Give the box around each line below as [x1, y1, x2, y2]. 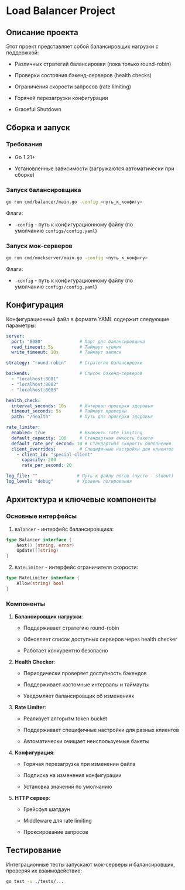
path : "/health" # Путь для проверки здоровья [11, 414, 153, 420]
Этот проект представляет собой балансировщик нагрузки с [6, 43, 159, 50]
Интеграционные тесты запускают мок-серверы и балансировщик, [6, 861, 176, 868]
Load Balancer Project [6, 4, 116, 18]
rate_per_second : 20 [21, 462, 72, 469]
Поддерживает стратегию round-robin [23, 624, 119, 631]
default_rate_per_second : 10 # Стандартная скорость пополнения [11, 441, 172, 446]
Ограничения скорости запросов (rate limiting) [14, 83, 132, 90]
